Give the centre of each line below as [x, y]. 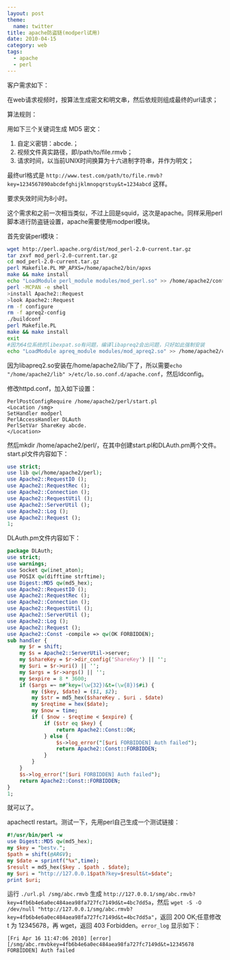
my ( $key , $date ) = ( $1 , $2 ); [75, 692]
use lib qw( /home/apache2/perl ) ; [55, 473]
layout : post [26, 13]
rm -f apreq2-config [37, 313]
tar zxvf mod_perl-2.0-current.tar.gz [62, 255]
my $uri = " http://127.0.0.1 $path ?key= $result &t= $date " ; [90, 873]
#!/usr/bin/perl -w [35, 835]
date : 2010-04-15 [32, 39]
